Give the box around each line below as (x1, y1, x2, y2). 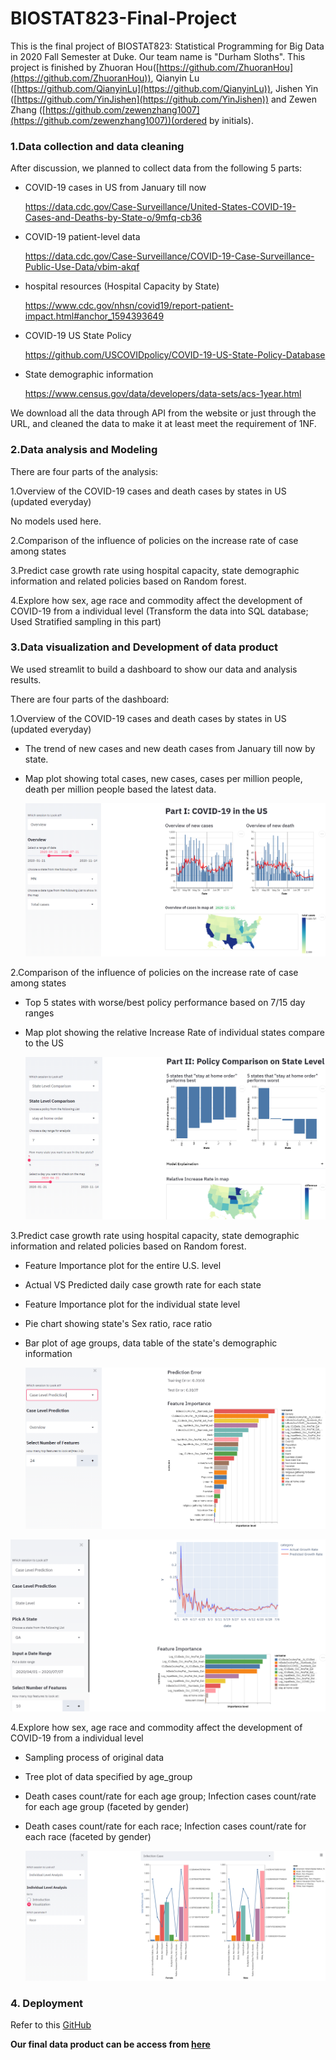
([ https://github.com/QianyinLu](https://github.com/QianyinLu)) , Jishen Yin (10, 82, 319, 94)
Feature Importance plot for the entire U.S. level (24, 1260, 222, 1272)
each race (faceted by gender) (24, 1830, 152, 1842)
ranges (24, 1007, 55, 1019)
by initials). (209, 114, 254, 126)
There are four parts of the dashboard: (10, 693, 170, 705)
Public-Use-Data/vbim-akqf (24, 261, 140, 273)
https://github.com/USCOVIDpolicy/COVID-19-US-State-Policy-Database (24, 349, 326, 361)
